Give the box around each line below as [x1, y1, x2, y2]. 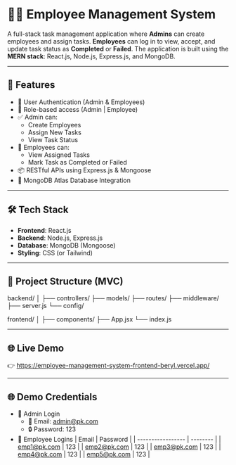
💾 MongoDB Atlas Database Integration [17, 176, 131, 184]
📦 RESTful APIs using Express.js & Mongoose [17, 165, 152, 174]
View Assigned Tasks [27, 151, 90, 159]
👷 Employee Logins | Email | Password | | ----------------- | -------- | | [17, 435, 221, 443]
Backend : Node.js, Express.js [17, 234, 103, 242]
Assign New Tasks [27, 128, 82, 136]
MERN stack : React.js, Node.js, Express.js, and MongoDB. [7, 52, 176, 60]
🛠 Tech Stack [7, 204, 69, 216]
